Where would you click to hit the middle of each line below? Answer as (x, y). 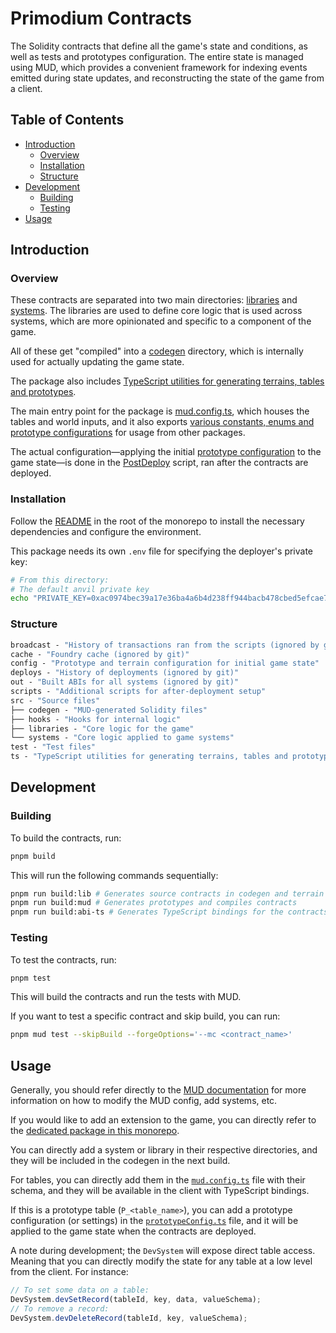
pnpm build (33, 856)
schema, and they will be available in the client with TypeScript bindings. (160, 1191)
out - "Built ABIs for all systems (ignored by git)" (125, 682)
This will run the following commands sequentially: (114, 875)
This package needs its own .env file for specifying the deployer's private (162, 551)
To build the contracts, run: (66, 838)
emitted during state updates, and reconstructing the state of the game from (167, 78)
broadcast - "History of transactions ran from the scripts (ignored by (165, 645)
